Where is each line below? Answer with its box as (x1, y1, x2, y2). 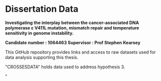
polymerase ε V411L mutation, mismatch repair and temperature (5, 25, 139, 30)
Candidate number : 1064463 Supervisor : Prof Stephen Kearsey (5, 39, 141, 45)
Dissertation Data (5, 3, 79, 15)
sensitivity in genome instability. (5, 30, 74, 36)
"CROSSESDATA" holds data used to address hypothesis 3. (5, 64, 125, 70)
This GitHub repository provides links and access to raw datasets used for (5, 49, 156, 55)
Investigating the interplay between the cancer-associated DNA (5, 20, 139, 26)
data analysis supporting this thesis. (5, 54, 79, 60)
